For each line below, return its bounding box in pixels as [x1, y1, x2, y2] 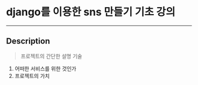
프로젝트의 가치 [14, 72, 50, 79]
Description [6, 36, 50, 46]
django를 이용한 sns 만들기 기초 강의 [6, 5, 176, 19]
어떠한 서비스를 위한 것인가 [14, 65, 77, 72]
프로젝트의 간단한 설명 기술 [20, 52, 82, 59]
